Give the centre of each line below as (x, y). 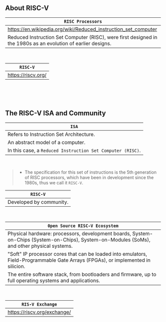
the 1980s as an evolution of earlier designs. (60, 43)
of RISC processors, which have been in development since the (89, 177)
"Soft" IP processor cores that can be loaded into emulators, (77, 254)
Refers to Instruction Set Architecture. (51, 134)
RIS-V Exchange (39, 304)
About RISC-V (27, 8)
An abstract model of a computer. (46, 142)
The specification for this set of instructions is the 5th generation (91, 172)
